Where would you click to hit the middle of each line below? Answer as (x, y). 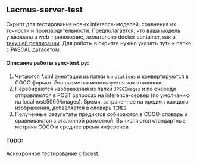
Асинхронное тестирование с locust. (53, 153)
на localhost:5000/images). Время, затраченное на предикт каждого (101, 102)
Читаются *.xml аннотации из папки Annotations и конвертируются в (101, 76)
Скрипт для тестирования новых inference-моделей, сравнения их (91, 24)
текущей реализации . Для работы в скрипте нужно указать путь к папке (99, 43)
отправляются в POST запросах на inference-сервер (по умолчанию (102, 95)
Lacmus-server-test (45, 10)
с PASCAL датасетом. (34, 49)
